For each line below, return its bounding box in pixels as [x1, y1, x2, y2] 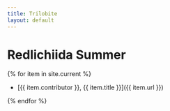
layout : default [7, 17, 54, 24]
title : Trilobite [7, 10, 58, 17]
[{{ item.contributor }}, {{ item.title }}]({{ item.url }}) [17, 83, 164, 91]
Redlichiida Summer [7, 47, 127, 63]
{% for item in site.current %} [7, 70, 92, 78]
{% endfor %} [7, 97, 47, 105]
